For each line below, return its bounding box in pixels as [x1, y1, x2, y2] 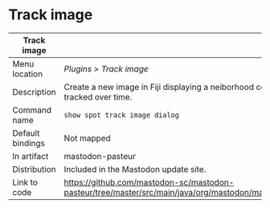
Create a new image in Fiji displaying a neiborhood [63, 81, 255, 92]
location [12, 68, 43, 80]
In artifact [12, 150, 49, 161]
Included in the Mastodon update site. [63, 163, 207, 174]
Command [12, 104, 52, 116]
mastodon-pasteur [63, 150, 137, 161]
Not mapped [63, 133, 111, 144]
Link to [12, 177, 39, 188]
